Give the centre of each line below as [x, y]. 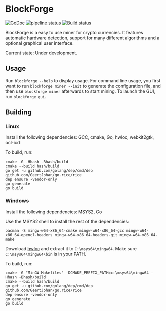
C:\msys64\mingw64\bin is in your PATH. [46, 254]
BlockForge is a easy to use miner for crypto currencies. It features [74, 32]
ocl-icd [13, 143]
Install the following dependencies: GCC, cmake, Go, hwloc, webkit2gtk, [80, 137]
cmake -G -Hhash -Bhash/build [37, 162]
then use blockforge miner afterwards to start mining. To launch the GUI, [80, 91]
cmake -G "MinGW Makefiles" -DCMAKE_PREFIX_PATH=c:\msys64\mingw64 [77, 273]
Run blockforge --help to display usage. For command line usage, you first [83, 80]
